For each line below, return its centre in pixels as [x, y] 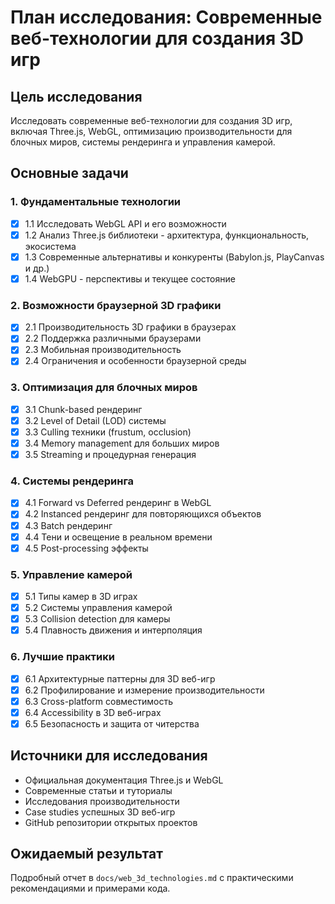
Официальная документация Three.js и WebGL [124, 780]
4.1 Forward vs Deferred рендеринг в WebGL [118, 503]
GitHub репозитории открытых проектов [111, 822]
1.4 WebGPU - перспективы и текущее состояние [130, 278]
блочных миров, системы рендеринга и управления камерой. [143, 142]
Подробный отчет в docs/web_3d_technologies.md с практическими [152, 878]
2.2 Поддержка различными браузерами [113, 338]
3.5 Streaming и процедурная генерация [110, 455]
